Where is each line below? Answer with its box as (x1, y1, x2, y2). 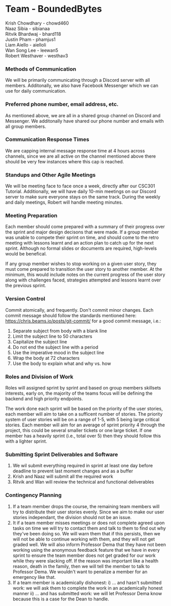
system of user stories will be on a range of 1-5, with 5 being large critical (5, 417, 160, 423)
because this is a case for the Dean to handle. (12, 596, 110, 602)
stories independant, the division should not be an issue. (12, 514, 132, 520)
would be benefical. (5, 251, 47, 257)
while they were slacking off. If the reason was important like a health (12, 557, 159, 564)
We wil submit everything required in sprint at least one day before (12, 463, 153, 469)
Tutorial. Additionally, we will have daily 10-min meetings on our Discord (5, 188, 157, 194)
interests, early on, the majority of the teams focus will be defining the (5, 390, 153, 397)
